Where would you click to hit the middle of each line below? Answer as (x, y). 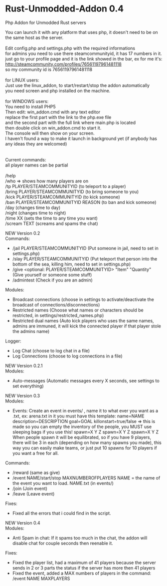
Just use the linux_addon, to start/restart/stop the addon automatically (77, 85)
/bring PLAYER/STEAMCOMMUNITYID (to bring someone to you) (72, 191)
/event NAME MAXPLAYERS (41, 578)
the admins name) (31, 331)
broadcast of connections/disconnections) (56, 304)
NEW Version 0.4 (23, 522)
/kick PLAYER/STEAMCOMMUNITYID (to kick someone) (63, 197)
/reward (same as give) (36, 472)
